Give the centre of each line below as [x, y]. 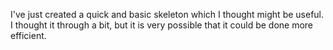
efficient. [28, 35]
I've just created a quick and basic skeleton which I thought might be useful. [167, 14]
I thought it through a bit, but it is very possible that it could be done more [162, 25]
